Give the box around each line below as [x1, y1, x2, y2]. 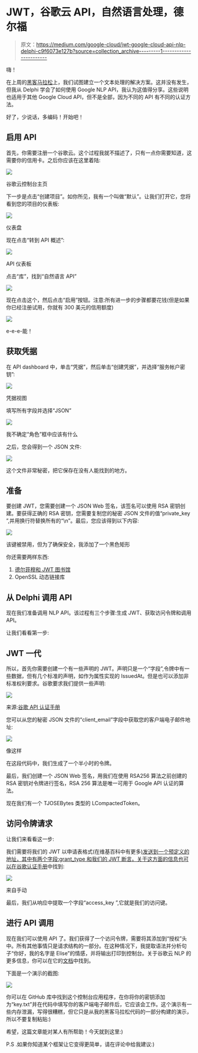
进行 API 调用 [6, 918, 54, 928]
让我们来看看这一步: [6, 835, 55, 842]
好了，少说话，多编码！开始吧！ [6, 113, 84, 120]
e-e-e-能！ [6, 327, 33, 334]
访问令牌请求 [6, 819, 53, 829]
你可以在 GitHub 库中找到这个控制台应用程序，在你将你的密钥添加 [6, 993, 166, 1000]
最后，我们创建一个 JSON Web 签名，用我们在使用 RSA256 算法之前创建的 [6, 773, 187, 779]
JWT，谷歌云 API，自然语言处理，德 [6, 5, 184, 19]
